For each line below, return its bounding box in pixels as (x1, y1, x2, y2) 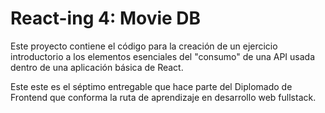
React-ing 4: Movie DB (10, 7, 202, 30)
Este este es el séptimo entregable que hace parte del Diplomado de (10, 80, 293, 92)
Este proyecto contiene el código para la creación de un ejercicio (10, 40, 278, 52)
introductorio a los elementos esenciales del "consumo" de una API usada (10, 50, 315, 62)
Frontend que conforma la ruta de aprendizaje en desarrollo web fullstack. (10, 91, 317, 103)
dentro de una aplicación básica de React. (10, 61, 184, 73)
